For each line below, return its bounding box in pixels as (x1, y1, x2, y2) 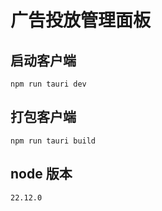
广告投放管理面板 (10, 9, 152, 32)
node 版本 (10, 166, 73, 183)
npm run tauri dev (10, 79, 87, 89)
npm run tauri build (10, 136, 97, 146)
